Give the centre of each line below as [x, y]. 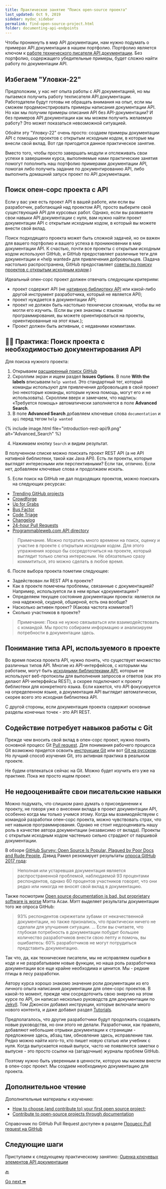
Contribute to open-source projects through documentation [73, 1114]
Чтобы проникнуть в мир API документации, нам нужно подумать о [77, 42]
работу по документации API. [36, 64]
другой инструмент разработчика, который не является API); [77, 294]
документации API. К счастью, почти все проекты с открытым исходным [83, 248]
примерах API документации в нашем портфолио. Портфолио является [81, 48]
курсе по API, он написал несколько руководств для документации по [80, 999]
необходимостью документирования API [73, 349]
